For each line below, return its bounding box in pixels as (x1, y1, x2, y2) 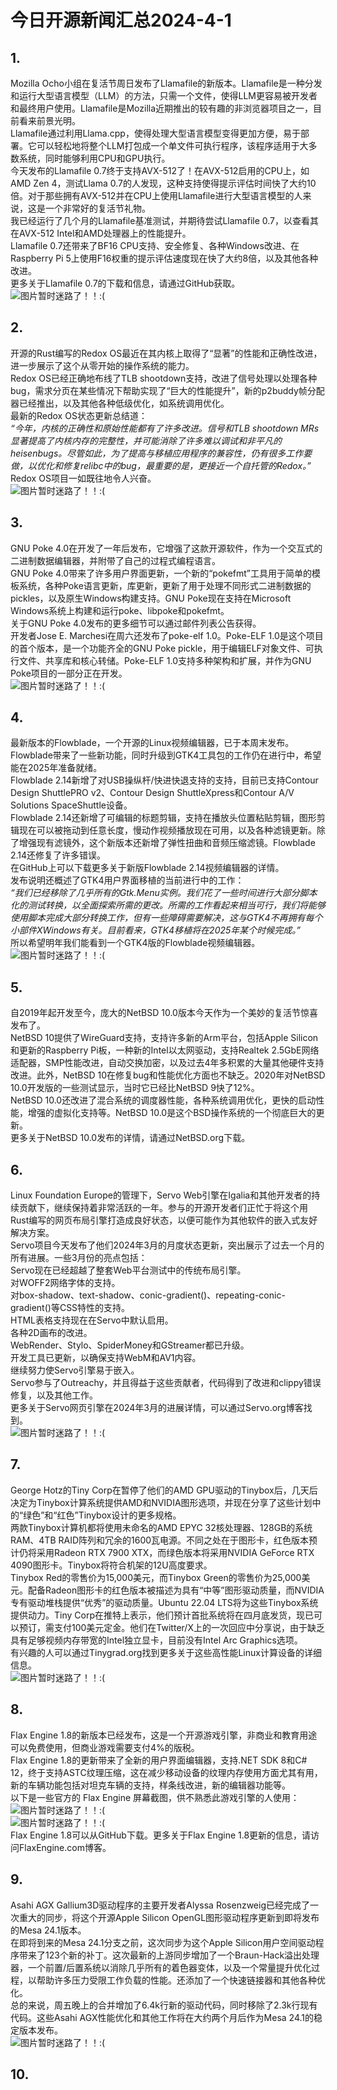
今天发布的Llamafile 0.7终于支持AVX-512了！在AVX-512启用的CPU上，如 (10, 165, 310, 176)
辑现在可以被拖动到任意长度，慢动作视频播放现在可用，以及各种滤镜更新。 (10, 824, 317, 836)
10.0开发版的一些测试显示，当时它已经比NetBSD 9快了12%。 (10, 1082, 260, 1094)
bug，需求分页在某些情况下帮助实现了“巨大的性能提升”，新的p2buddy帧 (10, 384, 308, 396)
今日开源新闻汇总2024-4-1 (10, 9, 232, 32)
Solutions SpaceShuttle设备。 (10, 799, 133, 811)
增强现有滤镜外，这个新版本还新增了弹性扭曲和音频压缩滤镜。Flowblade (18, 837, 316, 849)
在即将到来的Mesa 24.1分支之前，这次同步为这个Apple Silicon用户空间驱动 (10, 1936, 316, 1948)
